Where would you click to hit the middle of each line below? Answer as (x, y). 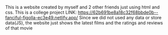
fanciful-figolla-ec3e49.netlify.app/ (42, 17)
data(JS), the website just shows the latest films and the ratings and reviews (84, 23)
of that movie (19, 28)
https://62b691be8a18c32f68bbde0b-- (118, 12)
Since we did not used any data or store (120, 17)
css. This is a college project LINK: (41, 12)
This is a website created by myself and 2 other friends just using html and (82, 7)
